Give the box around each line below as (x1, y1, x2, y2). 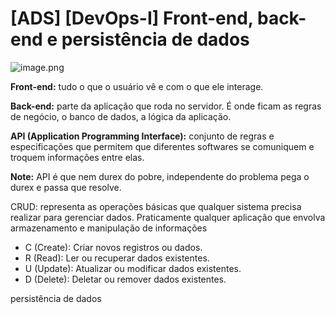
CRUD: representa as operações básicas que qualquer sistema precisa (10, 200, 302, 212)
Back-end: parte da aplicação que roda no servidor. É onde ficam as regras (10, 100, 322, 112)
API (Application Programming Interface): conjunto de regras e (10, 130, 275, 142)
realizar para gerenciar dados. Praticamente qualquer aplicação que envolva (10, 211, 326, 223)
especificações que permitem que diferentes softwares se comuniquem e (10, 140, 315, 152)
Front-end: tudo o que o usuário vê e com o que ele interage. (10, 80, 264, 92)
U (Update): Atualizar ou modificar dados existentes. (24, 262, 242, 274)
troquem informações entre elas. (10, 151, 145, 163)
